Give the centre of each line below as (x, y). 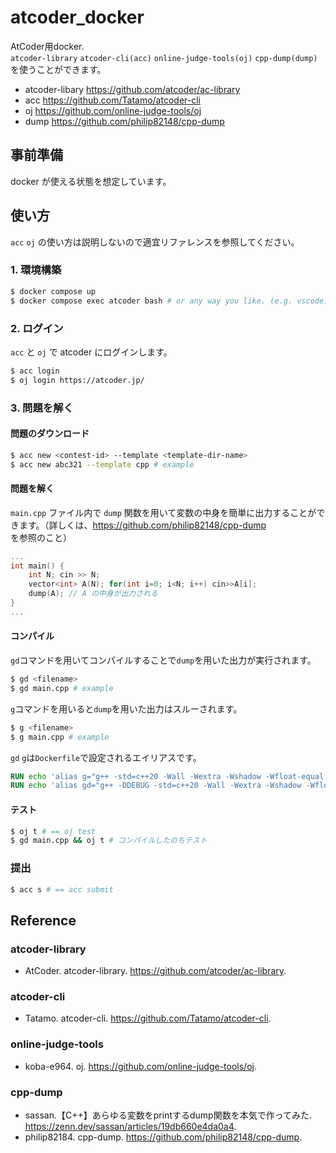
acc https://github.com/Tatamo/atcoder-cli (112, 100)
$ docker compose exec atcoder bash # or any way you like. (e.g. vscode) (169, 301)
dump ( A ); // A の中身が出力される (93, 594)
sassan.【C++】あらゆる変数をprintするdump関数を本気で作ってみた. (168, 1115)
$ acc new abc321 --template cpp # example (102, 464)
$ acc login (35, 371)
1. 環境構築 (36, 270)
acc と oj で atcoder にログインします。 (91, 352)
